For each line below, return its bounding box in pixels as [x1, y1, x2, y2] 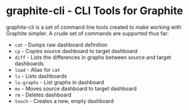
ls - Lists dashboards [14, 72, 67, 79]
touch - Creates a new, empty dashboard [14, 97, 114, 104]
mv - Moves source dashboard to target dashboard [14, 85, 137, 92]
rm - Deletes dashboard [14, 91, 72, 98]
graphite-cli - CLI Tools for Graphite [6, 4, 184, 18]
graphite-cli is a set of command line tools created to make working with [6, 24, 181, 31]
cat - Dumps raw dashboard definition [14, 41, 108, 48]
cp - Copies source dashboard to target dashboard [14, 47, 138, 54]
